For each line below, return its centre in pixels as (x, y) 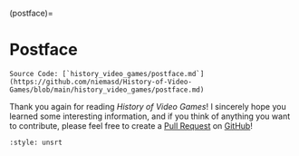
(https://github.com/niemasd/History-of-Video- (101, 82)
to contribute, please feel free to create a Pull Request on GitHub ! (131, 125)
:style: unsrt (36, 142)
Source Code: (34, 73)
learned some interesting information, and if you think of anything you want (150, 116)
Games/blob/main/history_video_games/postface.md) (107, 90)
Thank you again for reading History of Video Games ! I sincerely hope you (148, 106)
